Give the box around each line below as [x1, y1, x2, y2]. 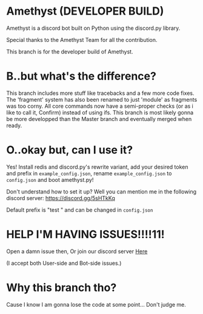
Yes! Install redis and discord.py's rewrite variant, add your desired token [6, 163, 188, 170]
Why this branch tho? [6, 281, 117, 295]
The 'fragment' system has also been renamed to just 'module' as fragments [6, 96, 198, 103]
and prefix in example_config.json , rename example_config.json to [6, 169, 172, 177]
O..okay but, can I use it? [6, 143, 133, 157]
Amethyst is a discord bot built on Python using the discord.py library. [6, 24, 181, 32]
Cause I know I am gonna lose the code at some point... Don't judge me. [6, 301, 187, 308]
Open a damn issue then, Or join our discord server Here [6, 248, 148, 255]
